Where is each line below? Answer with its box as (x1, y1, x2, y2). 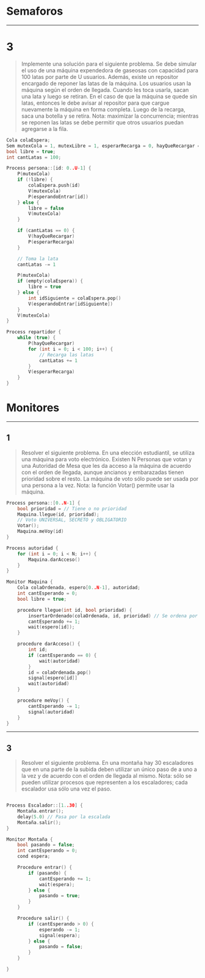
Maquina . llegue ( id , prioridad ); (17, 511, 99, 517)
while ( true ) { (17, 335, 56, 341)
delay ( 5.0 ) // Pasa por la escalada (17, 813, 111, 820)
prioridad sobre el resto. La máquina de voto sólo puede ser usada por (21, 475, 199, 482)
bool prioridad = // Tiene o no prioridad (17, 505, 127, 512)
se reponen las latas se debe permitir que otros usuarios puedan (21, 118, 184, 126)
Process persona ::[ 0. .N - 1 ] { (6, 500, 81, 506)
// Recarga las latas (38, 352, 95, 358)
